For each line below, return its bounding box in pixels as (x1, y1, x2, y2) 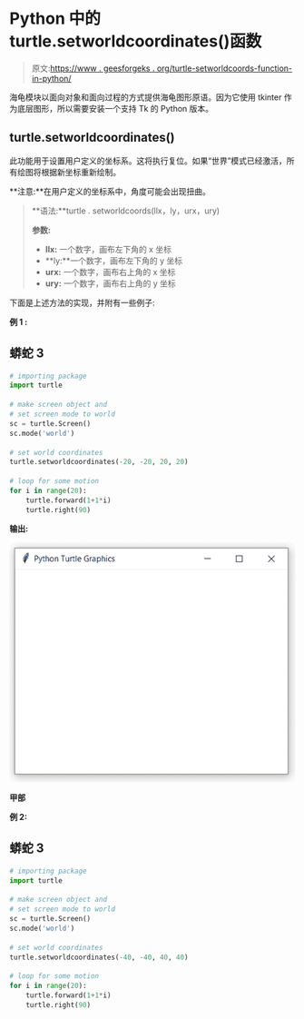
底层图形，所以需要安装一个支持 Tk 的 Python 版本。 (16, 103, 214, 114)
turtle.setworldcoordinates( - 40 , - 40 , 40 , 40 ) (9, 953, 189, 962)
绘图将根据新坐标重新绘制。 (16, 166, 121, 177)
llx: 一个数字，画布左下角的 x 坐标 (44, 243, 172, 254)
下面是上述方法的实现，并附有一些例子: (9, 297, 156, 308)
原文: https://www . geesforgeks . (31, 63, 155, 74)
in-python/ (31, 73, 72, 84)
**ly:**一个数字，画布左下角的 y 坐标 (44, 255, 183, 266)
